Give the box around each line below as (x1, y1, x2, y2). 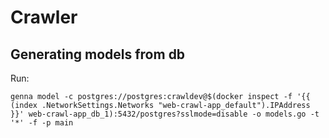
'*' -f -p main (10, 118, 74, 128)
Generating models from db (10, 46, 186, 63)
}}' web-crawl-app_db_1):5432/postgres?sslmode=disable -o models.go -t (10, 109, 320, 119)
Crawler (10, 6, 78, 29)
